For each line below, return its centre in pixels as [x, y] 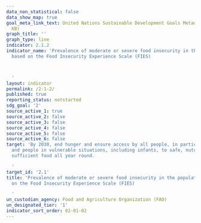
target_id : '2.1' [28, 172]
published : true [26, 94]
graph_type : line [28, 40]
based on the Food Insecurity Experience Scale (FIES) [81, 56]
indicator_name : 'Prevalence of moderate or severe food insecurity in [97, 51]
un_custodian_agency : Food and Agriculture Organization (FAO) [87, 200]
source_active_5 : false [36, 133]
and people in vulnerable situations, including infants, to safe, [98, 150]
